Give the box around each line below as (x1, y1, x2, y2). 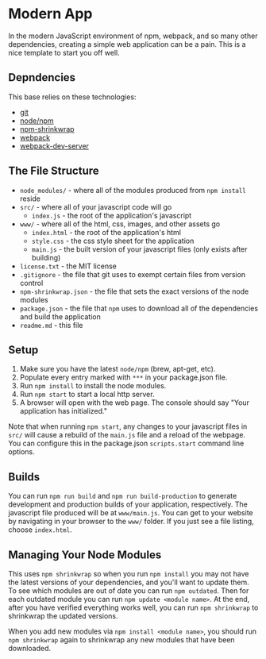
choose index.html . (8, 525, 73, 534)
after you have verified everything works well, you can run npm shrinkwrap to (8, 603, 259, 612)
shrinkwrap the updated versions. (8, 611, 118, 620)
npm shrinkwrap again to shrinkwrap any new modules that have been (8, 635, 236, 644)
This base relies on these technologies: (8, 92, 137, 102)
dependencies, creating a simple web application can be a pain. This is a (8, 39, 246, 48)
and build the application (19, 311, 101, 322)
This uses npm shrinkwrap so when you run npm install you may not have (8, 569, 249, 578)
